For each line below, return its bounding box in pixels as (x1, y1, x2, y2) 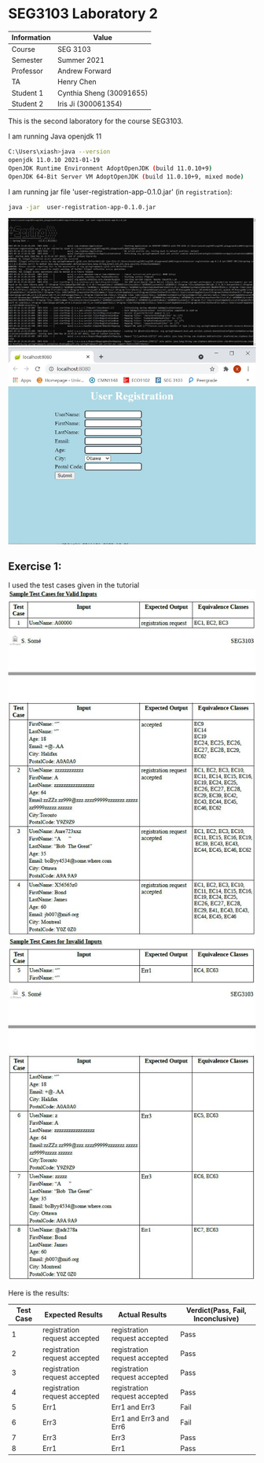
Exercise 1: (8, 559, 62, 573)
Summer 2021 (57, 55, 104, 64)
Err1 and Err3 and (111, 1413, 170, 1423)
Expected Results (44, 1310, 104, 1319)
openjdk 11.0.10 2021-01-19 (8, 157, 101, 164)
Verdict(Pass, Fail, (185, 1306, 247, 1315)
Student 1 (11, 88, 44, 98)
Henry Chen (57, 77, 97, 87)
